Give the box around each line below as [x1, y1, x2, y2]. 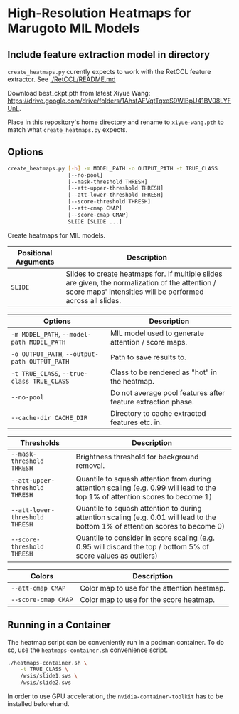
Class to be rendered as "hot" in [110, 367, 217, 377]
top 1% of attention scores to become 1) [75, 491, 212, 501]
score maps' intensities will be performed [65, 287, 204, 297]
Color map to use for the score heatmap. [80, 594, 216, 604]
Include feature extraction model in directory [7, 49, 211, 61]
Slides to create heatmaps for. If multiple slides [65, 269, 223, 279]
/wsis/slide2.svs [20, 679, 72, 686]
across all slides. [65, 295, 122, 305]
